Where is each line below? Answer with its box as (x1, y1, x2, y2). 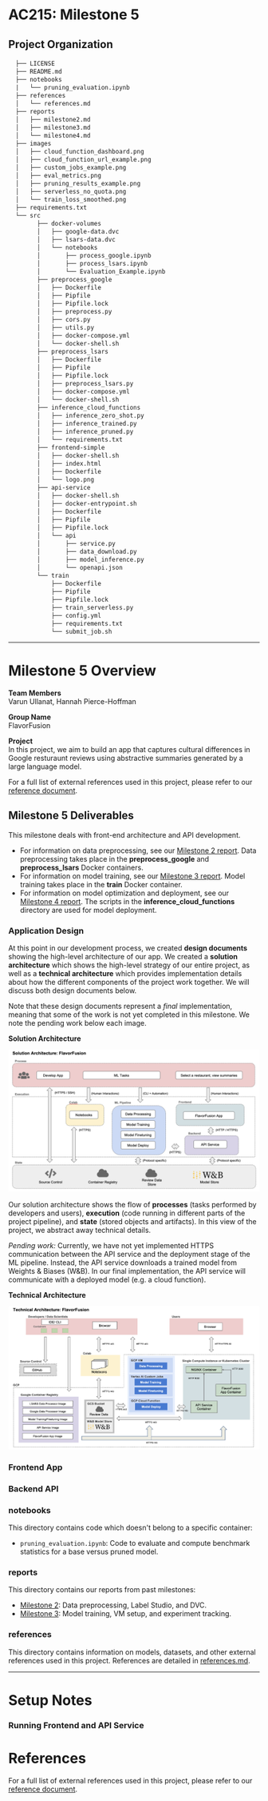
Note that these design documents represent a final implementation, (8, 1002, 233, 1011)
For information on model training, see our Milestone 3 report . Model (19, 870, 246, 881)
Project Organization (8, 38, 113, 51)
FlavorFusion (8, 720, 51, 730)
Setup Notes (8, 1691, 93, 1709)
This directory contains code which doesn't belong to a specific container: (8, 1523, 253, 1532)
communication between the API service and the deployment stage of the (8, 1249, 250, 1259)
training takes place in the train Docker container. (19, 879, 183, 889)
